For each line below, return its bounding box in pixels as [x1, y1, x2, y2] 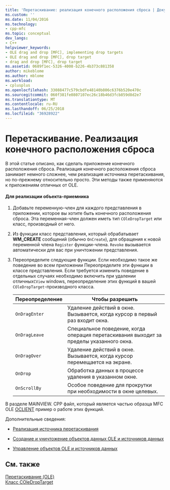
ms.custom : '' [5, 12, 35, 17]
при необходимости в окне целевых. [67, 388, 158, 395]
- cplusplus [5, 83, 30, 88]
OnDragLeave [15, 332, 44, 338]
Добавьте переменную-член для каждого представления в [12, 205, 142, 211]
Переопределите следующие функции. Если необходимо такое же [12, 257, 158, 263]
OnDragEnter [15, 311, 44, 317]
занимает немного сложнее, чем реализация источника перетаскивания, [5, 171, 165, 177]
